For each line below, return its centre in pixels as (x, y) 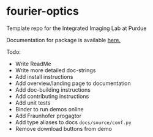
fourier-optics (43, 11)
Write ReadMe (33, 64)
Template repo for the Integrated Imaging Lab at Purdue (76, 28)
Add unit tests (33, 103)
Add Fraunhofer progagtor (48, 116)
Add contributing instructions (52, 96)
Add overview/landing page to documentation (73, 83)
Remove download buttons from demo (63, 128)
